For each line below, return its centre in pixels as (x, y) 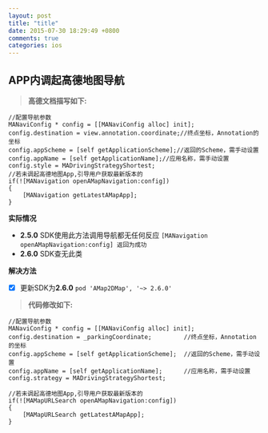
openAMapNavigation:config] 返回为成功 (83, 245)
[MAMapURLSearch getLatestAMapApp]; (84, 415)
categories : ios (35, 46)
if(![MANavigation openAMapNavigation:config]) (89, 181)
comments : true (34, 38)
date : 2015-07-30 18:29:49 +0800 (64, 30)
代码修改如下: (50, 305)
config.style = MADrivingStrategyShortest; (82, 165)
